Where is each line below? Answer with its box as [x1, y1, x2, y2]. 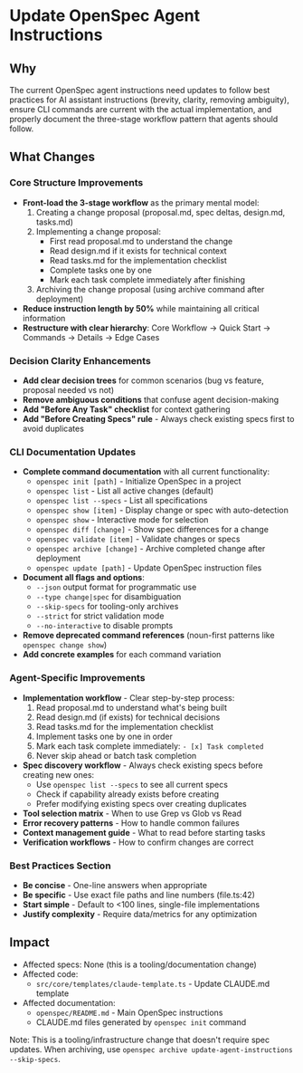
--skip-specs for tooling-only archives [35, 601, 179, 612]
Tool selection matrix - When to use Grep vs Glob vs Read [22, 808, 242, 819]
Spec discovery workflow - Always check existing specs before [22, 760, 264, 771]
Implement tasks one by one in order [35, 731, 174, 742]
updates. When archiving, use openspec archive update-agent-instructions [9, 1043, 293, 1055]
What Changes [9, 149, 96, 165]
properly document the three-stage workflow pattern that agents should [9, 114, 279, 124]
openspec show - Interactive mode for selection [35, 514, 209, 525]
